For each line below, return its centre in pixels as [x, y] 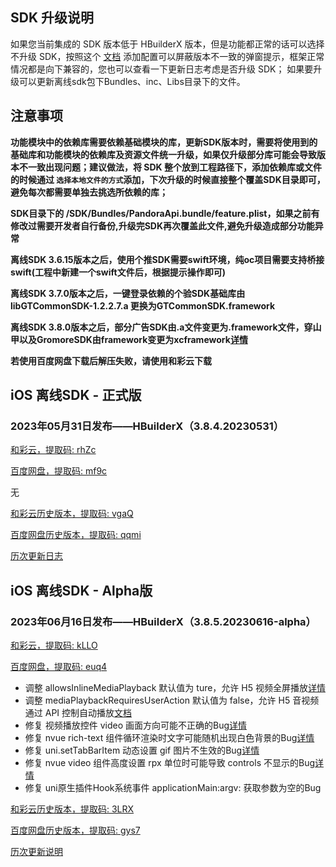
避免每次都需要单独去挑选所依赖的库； [89, 192]
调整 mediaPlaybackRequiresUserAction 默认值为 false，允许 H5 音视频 [172, 700]
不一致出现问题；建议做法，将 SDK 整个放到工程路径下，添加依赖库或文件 [170, 167]
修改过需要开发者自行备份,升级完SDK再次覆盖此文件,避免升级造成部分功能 [162, 225]
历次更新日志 [36, 556]
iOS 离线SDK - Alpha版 [81, 590]
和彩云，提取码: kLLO [54, 645]
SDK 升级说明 [52, 18]
